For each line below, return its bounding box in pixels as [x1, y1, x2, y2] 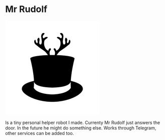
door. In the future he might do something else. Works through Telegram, [5, 124, 156, 131]
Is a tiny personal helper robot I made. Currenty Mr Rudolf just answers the [5, 119, 160, 125]
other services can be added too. [5, 130, 74, 136]
